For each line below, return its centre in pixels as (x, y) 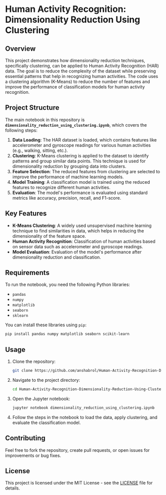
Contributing (25, 438)
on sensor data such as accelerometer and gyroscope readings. (78, 246)
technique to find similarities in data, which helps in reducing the (78, 231)
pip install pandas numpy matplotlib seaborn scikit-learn (67, 334)
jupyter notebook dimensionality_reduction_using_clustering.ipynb (83, 408)
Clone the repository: (34, 361)
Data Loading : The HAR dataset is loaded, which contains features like (84, 140)
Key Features (26, 214)
